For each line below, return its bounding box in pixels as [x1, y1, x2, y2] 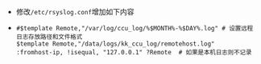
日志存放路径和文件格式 [15, 33, 83, 41]
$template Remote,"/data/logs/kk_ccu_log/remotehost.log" [15, 40, 215, 48]
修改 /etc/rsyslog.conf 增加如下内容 [15, 7, 135, 16]
